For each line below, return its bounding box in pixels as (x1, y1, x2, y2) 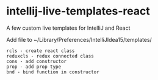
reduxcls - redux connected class (6, 53, 95, 59)
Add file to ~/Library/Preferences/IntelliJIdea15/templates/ (6, 36, 153, 43)
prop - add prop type (6, 64, 62, 70)
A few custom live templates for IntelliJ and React (6, 24, 131, 32)
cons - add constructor (6, 58, 67, 64)
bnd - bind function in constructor (6, 68, 99, 75)
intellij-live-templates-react (6, 4, 151, 18)
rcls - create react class (6, 47, 75, 54)
